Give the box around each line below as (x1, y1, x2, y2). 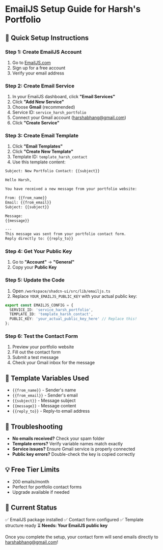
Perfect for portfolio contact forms (12, 484, 82, 490)
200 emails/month (12, 478, 50, 484)
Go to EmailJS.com (12, 59, 51, 65)
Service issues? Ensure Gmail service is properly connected (12, 446, 136, 452)
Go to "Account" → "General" (12, 259, 75, 265)
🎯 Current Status (5, 504, 57, 512)
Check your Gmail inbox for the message (12, 359, 95, 366)
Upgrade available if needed (12, 489, 70, 495)
